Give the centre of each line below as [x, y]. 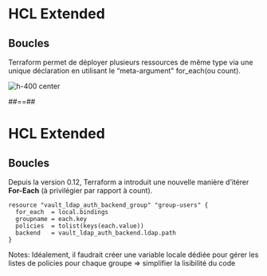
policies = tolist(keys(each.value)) [80, 226]
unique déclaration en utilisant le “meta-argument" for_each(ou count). [125, 71]
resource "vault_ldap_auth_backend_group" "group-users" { [108, 205]
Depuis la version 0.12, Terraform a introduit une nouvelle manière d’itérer [129, 182]
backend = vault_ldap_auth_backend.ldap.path [96, 233]
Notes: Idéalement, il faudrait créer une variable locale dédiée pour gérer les [133, 255]
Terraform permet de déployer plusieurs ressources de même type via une [131, 62]
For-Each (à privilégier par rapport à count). [80, 190]
